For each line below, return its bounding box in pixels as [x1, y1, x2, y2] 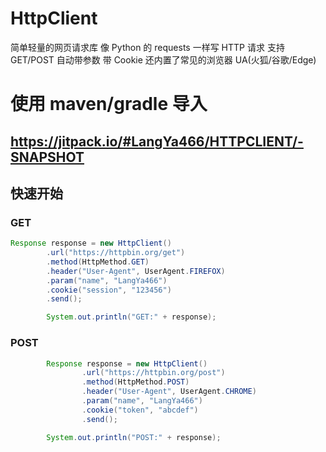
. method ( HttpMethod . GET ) [46, 257, 150, 267]
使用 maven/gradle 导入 [10, 93, 208, 116]
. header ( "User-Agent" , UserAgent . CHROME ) [81, 387, 257, 397]
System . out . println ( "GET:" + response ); [46, 312, 217, 322]
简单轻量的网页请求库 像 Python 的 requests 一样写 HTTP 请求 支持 [10, 41, 285, 53]
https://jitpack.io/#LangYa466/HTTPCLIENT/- [10, 133, 304, 150]
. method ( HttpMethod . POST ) [81, 377, 190, 387]
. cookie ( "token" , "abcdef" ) [81, 405, 199, 415]
